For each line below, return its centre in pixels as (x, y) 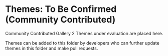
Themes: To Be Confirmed (61, 9)
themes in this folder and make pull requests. (52, 48)
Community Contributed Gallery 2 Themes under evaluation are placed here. (84, 33)
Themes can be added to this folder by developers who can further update (82, 43)
